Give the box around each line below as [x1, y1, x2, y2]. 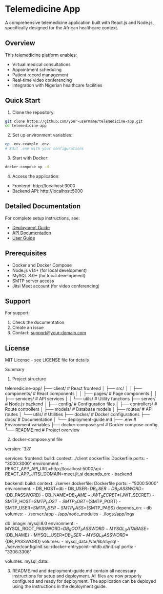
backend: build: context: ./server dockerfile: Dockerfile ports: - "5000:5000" [5, 481, 159, 486]
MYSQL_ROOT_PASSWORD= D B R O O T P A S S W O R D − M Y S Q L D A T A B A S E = [5, 526, 149, 533]
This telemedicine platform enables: [5, 52, 77, 58]
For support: [5, 310, 30, 316]
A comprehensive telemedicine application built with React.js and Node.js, [5, 20, 154, 25]
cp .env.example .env [5, 142, 49, 147]
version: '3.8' [5, 446, 32, 452]
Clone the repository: [12, 109, 55, 115]
